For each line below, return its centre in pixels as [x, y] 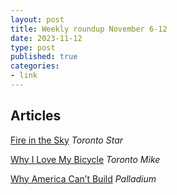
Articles [36, 116]
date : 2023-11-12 [46, 38]
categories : [35, 66]
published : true [44, 57]
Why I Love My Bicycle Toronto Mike [85, 159]
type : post [33, 47]
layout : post [37, 19]
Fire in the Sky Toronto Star [67, 140]
